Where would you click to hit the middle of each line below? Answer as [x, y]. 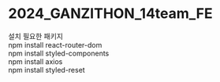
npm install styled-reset [47, 70]
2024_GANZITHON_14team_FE [110, 14]
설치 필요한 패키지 [35, 36]
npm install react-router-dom [55, 45]
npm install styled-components [59, 53]
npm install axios [35, 61]
